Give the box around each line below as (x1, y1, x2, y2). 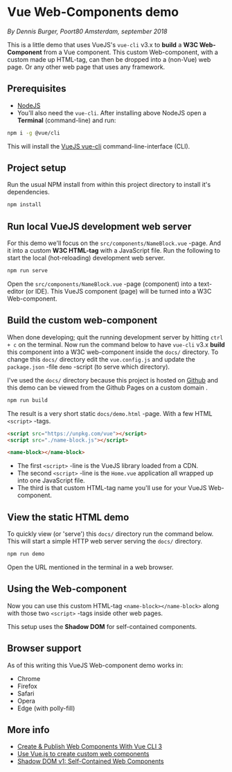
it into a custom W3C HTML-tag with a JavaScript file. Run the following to (7, 246, 220, 255)
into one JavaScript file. (17, 476, 85, 485)
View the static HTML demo (7, 511, 130, 523)
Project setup (7, 162, 67, 174)
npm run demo (7, 551, 45, 557)
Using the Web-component (7, 583, 127, 595)
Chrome (17, 674, 41, 682)
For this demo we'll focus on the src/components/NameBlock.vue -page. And (7, 239, 222, 247)
